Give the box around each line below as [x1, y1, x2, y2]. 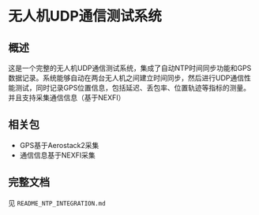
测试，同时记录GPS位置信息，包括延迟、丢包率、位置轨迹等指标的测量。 [14, 83, 251, 92]
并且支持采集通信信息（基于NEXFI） [8, 93, 126, 102]
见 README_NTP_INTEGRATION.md [8, 198, 106, 207]
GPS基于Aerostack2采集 [19, 140, 99, 150]
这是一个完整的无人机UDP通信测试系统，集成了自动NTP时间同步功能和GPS [8, 64, 252, 72]
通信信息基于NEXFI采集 [19, 150, 96, 160]
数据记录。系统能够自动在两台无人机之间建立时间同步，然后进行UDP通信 [8, 73, 245, 83]
